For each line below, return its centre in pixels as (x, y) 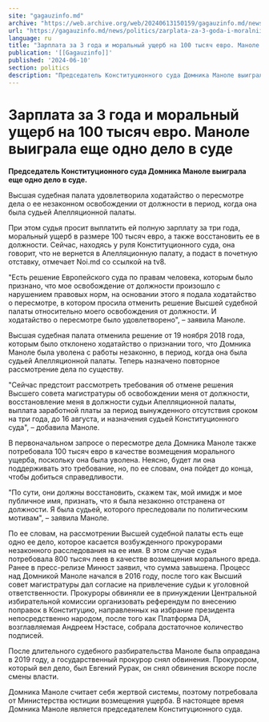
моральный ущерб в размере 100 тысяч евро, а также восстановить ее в (134, 236)
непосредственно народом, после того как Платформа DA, (110, 618)
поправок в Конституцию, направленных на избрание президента (122, 610)
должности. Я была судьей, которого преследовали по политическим (128, 509)
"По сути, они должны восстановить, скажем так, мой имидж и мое (125, 492)
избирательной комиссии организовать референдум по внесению (122, 601)
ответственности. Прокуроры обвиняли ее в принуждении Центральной (133, 592)
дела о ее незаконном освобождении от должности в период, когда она (133, 203)
